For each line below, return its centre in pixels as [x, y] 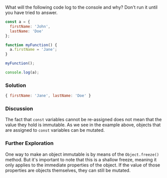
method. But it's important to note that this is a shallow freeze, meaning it [81, 159]
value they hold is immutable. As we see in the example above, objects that [83, 125]
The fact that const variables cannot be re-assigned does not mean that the [83, 120]
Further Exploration [29, 143]
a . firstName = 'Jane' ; [33, 50]
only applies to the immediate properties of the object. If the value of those [83, 165]
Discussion [19, 109]
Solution [16, 85]
